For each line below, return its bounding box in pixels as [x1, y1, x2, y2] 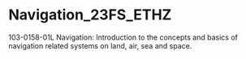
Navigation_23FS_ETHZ [8, 6, 172, 24]
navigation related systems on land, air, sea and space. [8, 40, 192, 50]
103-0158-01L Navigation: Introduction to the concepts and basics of [8, 32, 238, 42]
